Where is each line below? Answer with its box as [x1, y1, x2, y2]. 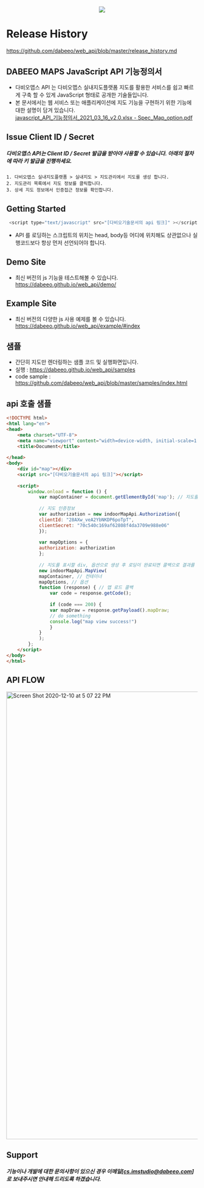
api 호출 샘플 [6, 398, 52, 409]
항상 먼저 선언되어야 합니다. [41, 239, 106, 246]
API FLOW [6, 675, 46, 685]
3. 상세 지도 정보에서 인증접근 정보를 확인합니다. [6, 187, 114, 193]
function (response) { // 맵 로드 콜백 [38, 584, 134, 591]
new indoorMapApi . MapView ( [38, 567, 107, 574]
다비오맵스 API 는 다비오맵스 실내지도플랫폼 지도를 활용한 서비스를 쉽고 [15, 83, 183, 91]
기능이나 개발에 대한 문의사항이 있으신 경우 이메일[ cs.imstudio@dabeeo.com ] [6, 1167, 194, 1175]
